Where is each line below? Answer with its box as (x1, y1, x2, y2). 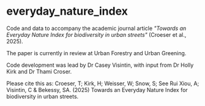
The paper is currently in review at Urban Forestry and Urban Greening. (6, 49, 187, 56)
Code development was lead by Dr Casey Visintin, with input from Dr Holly (6, 61, 194, 69)
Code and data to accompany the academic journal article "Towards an (6, 25, 187, 32)
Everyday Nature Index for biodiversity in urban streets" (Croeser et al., (6, 31, 187, 38)
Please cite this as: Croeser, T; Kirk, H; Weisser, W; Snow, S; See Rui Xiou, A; (6, 80, 199, 87)
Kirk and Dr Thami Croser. (6, 67, 72, 75)
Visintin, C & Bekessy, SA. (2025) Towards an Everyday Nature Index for (6, 86, 188, 93)
